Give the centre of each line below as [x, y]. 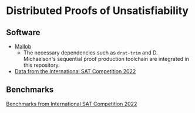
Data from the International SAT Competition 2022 [75, 71]
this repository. [41, 65]
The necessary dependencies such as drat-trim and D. [90, 53]
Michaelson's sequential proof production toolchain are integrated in [106, 59]
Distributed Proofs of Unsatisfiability [97, 11]
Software [23, 32]
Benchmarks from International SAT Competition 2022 [72, 104]
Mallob [23, 46]
